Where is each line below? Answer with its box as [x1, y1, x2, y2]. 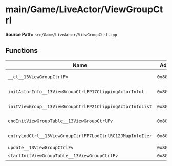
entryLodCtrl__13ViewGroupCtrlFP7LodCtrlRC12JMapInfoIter [8, 133, 153, 139]
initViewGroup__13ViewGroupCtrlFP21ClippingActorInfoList [8, 103, 153, 109]
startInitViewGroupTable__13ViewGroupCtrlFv [8, 153, 118, 158]
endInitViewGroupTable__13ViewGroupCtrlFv [8, 118, 113, 124]
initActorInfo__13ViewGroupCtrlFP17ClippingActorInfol [8, 89, 144, 94]
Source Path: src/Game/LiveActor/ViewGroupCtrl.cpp [5, 31, 117, 37]
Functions [5, 46, 38, 55]
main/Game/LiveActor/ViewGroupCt [5, 4, 163, 15]
